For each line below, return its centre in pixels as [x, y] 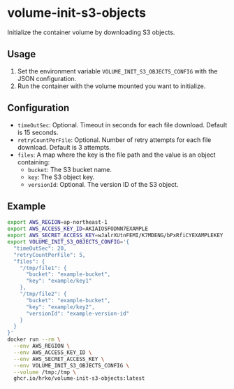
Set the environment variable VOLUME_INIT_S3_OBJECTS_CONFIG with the [117, 71]
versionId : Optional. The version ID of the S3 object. [103, 184]
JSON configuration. [47, 78]
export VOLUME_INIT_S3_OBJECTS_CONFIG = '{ [68, 242]
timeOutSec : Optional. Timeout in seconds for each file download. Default [122, 125]
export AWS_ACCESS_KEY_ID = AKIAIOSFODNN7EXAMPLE [78, 229]
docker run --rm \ [34, 340]
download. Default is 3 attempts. [64, 147]
